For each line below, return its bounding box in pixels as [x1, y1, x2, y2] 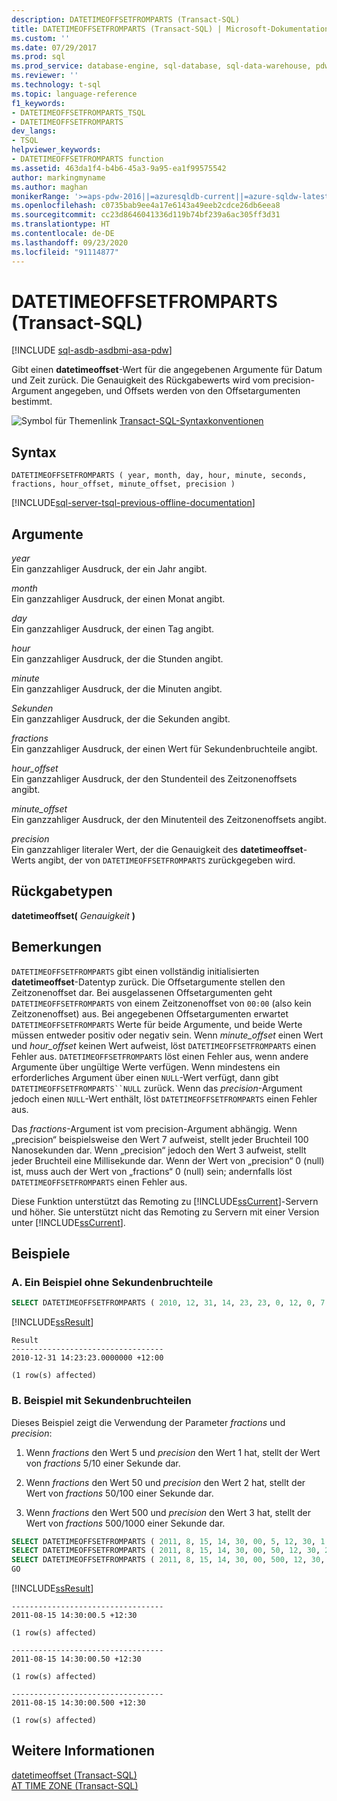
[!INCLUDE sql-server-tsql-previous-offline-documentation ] [11, 497, 256, 509]
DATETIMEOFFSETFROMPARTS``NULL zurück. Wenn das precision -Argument [11, 1082, 303, 1094]
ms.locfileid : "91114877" [11, 247, 119, 257]
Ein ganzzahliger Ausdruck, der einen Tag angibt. [11, 623, 215, 635]
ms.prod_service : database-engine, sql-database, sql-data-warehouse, [11, 61, 312, 71]
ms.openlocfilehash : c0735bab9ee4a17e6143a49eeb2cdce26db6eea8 [11, 201, 281, 211]
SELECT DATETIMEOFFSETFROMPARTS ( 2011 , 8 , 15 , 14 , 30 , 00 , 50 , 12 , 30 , [11, 1546, 321, 1556]
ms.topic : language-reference [11, 89, 138, 99]
